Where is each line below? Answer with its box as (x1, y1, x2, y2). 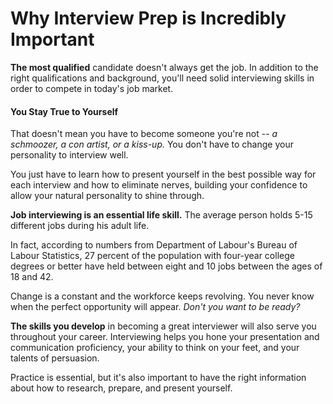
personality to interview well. (10, 149, 129, 161)
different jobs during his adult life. (10, 220, 150, 232)
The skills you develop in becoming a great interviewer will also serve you (10, 320, 317, 332)
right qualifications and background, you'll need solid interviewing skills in (10, 72, 315, 84)
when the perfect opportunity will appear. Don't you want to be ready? (10, 301, 301, 313)
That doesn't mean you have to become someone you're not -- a (10, 128, 278, 140)
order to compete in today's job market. (10, 82, 174, 94)
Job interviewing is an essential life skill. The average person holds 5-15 (10, 209, 313, 221)
